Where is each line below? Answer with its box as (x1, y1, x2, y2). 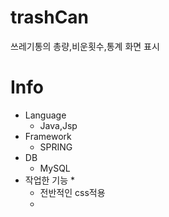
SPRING (39, 141, 73, 153)
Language (24, 109, 67, 121)
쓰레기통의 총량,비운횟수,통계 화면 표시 (10, 40, 160, 52)
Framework (24, 130, 72, 142)
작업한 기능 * (24, 174, 76, 186)
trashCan (10, 6, 90, 29)
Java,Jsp (39, 119, 78, 131)
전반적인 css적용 (39, 186, 106, 198)
